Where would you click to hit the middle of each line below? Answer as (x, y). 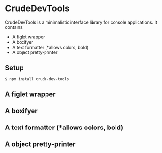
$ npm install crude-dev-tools (37, 79)
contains (14, 27)
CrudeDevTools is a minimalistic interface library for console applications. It (81, 22)
